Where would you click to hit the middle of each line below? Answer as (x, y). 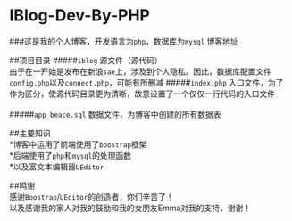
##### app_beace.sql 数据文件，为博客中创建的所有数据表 (115, 114)
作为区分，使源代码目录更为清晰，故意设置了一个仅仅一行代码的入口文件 (142, 94)
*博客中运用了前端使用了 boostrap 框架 (78, 144)
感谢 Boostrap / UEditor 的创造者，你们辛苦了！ (92, 196)
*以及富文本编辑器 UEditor (57, 167)
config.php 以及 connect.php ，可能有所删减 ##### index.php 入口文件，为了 (146, 82)
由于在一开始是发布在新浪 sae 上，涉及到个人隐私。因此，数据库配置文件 (141, 71)
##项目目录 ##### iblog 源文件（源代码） (86, 60)
